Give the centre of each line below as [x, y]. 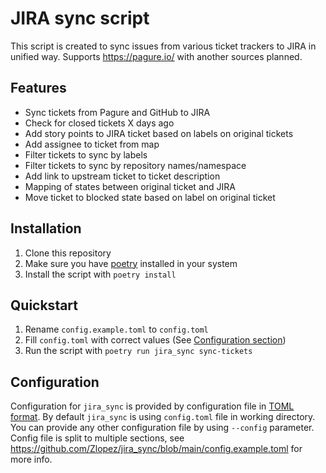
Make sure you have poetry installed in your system [131, 263]
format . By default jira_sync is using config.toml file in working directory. [163, 417]
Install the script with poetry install [100, 274]
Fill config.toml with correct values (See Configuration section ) [155, 340]
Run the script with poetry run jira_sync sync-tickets [138, 351]
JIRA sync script [80, 18]
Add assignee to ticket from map [92, 144]
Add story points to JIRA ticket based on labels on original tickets [159, 133]
